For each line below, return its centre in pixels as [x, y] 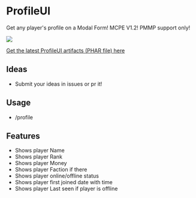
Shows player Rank [39, 157]
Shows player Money [41, 163]
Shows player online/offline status [57, 176]
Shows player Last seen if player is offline [66, 189]
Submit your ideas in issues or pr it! [58, 84]
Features [23, 136]
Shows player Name [40, 151]
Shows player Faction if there [51, 170]
